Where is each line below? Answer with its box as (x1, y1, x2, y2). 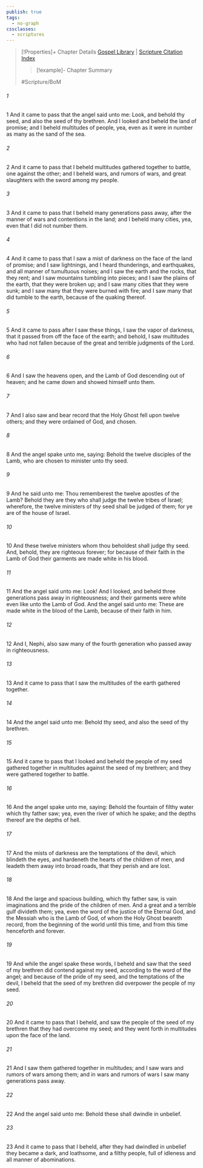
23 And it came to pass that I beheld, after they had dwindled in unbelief (6, 1142, 187, 1150)
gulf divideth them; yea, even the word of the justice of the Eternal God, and (6, 907, 196, 915)
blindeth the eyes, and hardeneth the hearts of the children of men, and (6, 856, 185, 863)
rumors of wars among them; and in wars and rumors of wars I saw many (6, 1071, 190, 1078)
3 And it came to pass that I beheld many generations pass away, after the (6, 209, 192, 216)
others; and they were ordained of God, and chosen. (6, 418, 138, 425)
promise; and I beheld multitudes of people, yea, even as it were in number (6, 124, 193, 131)
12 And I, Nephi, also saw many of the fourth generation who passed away (6, 640, 192, 647)
